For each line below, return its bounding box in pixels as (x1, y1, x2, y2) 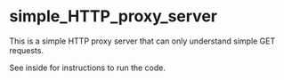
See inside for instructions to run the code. (9, 62, 166, 73)
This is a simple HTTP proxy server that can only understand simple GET (9, 36, 276, 46)
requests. (9, 44, 45, 55)
